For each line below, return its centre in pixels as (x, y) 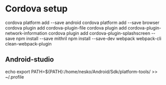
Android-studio (29, 60)
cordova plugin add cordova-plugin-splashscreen (99, 33)
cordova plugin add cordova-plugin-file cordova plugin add (66, 27)
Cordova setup (37, 9)
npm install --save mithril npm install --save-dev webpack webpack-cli (88, 38)
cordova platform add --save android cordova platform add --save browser (82, 22)
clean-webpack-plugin (28, 43)
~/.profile (14, 77)
